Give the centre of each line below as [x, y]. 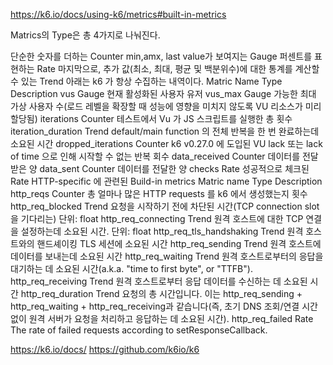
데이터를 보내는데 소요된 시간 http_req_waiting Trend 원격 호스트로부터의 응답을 [167, 256]
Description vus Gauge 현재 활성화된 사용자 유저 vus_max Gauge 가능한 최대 [163, 93]
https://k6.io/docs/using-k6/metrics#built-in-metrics [118, 14]
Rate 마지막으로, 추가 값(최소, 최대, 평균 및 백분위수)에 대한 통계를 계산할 [178, 68]
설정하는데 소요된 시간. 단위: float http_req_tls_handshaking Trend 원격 [162, 231]
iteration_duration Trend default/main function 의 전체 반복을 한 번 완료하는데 [165, 131]
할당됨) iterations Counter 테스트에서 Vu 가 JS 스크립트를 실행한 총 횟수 [151, 118]
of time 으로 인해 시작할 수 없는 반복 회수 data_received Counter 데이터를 [155, 156]
